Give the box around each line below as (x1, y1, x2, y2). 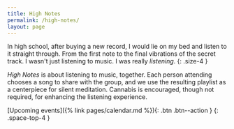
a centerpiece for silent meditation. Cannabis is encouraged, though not (7, 85, 214, 94)
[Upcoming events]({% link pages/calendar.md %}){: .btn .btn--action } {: (7, 106, 219, 115)
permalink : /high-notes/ (7, 17, 80, 24)
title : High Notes (7, 10, 61, 17)
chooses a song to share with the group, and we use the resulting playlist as (7, 78, 226, 86)
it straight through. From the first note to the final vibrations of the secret (7, 50, 217, 58)
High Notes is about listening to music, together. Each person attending (7, 70, 212, 79)
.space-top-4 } (7, 114, 50, 122)
